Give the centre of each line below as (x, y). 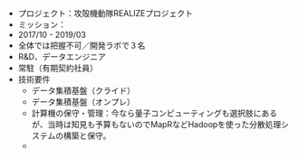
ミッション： (42, 24)
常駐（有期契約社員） (58, 68)
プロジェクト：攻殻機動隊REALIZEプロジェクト (105, 13)
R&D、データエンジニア (62, 56)
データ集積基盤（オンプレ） (83, 102)
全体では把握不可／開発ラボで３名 (82, 45)
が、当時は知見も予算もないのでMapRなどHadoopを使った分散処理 (156, 124)
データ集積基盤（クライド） (83, 90)
